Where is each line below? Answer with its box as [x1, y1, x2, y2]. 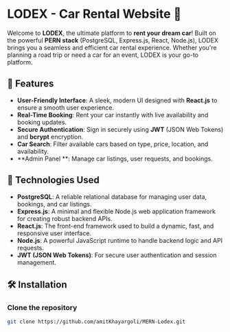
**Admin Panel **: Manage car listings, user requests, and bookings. [16, 154, 213, 163]
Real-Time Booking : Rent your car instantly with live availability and [16, 110, 209, 119]
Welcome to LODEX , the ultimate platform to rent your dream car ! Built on [7, 29, 216, 37]
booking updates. [16, 118, 67, 126]
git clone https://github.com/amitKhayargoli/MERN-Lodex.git [7, 318, 186, 325]
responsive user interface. [16, 229, 91, 237]
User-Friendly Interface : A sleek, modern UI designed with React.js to [16, 96, 218, 104]
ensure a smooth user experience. [16, 103, 115, 112]
